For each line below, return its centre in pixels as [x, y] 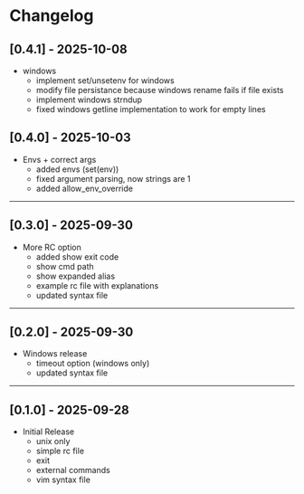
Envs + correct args [59, 159]
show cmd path [65, 266]
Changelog [52, 16]
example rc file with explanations [97, 285]
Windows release [55, 354]
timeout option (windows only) [93, 364]
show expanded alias [76, 276]
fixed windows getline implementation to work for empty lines [151, 109]
